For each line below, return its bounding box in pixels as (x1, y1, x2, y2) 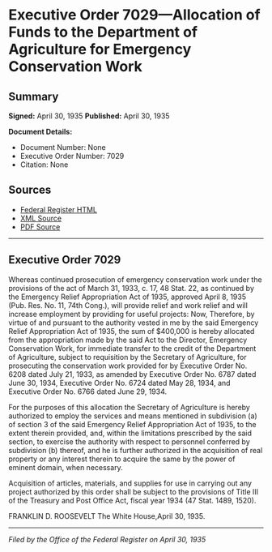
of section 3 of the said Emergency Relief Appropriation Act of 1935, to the (8, 419, 257, 429)
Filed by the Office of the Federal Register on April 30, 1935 (8, 534, 206, 544)
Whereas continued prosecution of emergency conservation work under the (8, 274, 262, 285)
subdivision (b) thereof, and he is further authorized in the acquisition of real (8, 445, 263, 455)
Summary (8, 89, 59, 103)
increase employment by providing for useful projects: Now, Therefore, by (8, 309, 255, 319)
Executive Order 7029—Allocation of (8, 6, 261, 24)
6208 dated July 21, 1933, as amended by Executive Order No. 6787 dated (8, 369, 257, 379)
